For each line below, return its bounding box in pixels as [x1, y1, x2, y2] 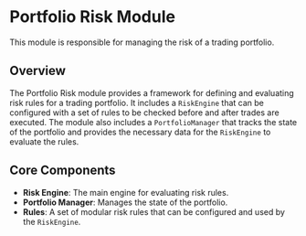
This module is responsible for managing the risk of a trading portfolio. [9, 37, 275, 48]
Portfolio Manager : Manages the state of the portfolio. [22, 197, 228, 208]
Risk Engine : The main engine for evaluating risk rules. [22, 187, 229, 198]
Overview [9, 63, 67, 79]
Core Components [9, 163, 116, 178]
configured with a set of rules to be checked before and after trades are [9, 107, 280, 118]
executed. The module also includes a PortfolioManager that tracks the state [9, 116, 298, 127]
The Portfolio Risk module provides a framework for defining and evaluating [9, 87, 294, 98]
